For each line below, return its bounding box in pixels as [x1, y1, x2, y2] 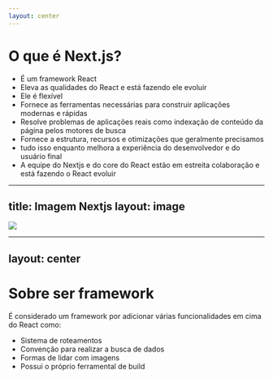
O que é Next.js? [8, 46, 122, 65]
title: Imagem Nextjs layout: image [8, 200, 185, 213]
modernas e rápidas [19, 108, 88, 118]
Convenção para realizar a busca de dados [19, 344, 165, 354]
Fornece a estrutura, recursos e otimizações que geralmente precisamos [19, 134, 264, 144]
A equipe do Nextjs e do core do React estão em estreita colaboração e [19, 160, 260, 170]
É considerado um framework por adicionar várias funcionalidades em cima [8, 311, 262, 321]
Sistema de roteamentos [19, 335, 102, 345]
